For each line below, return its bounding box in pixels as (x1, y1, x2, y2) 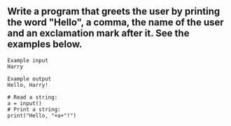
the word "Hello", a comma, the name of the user (7, 17, 224, 29)
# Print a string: (7, 106, 61, 113)
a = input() (7, 99, 42, 107)
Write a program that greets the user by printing (7, 6, 220, 17)
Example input (7, 57, 49, 64)
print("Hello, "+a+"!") (7, 112, 77, 119)
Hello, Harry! (7, 81, 49, 88)
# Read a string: (7, 94, 58, 101)
